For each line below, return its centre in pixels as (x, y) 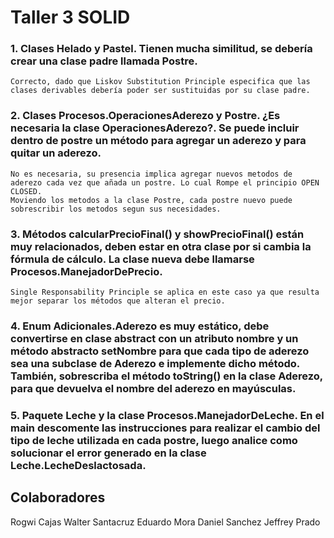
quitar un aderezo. (56, 153)
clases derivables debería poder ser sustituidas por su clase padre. (160, 91)
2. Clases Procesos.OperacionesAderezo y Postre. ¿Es (145, 116)
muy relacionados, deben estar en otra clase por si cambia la (161, 246)
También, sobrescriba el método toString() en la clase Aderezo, (166, 376)
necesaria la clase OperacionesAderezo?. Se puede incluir (155, 128)
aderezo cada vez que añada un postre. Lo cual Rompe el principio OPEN (165, 182)
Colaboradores (58, 497)
